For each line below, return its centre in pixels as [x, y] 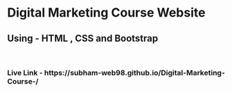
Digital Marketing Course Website [106, 13]
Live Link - [25, 73]
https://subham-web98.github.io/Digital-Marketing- [134, 73]
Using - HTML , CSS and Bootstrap [83, 38]
